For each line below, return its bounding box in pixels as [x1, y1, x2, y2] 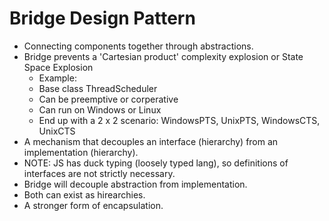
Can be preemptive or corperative [38, 93, 179, 105]
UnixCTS [38, 125, 76, 137]
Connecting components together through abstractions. [23, 40, 254, 52]
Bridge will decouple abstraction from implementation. [23, 178, 248, 190]
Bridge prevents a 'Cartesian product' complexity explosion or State [23, 50, 304, 62]
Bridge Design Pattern [9, 7, 196, 30]
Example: [38, 72, 77, 84]
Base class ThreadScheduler [38, 82, 158, 94]
